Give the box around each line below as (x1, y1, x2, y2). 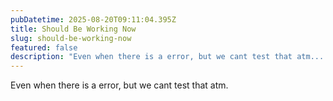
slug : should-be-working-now (10, 33, 132, 43)
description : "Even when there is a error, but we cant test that (10, 52, 293, 62)
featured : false (10, 42, 78, 53)
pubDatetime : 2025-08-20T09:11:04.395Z (10, 14, 177, 25)
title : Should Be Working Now (10, 24, 137, 34)
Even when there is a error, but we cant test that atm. (10, 79, 229, 91)
